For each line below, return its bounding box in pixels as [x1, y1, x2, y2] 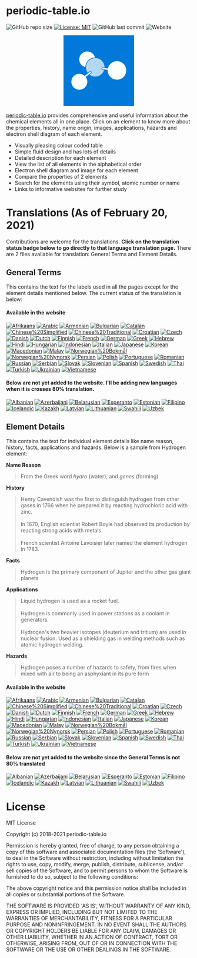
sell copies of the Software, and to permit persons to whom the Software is [6, 867, 188, 874]
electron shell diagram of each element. [6, 130, 103, 138]
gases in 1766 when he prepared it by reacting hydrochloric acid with [20, 501, 188, 509]
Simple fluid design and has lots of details [14, 148, 116, 155]
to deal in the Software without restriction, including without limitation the [6, 855, 183, 862]
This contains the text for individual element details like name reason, [6, 437, 174, 444]
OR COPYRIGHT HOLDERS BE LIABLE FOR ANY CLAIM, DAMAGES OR [6, 927, 176, 934]
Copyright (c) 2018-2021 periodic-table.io [6, 830, 107, 838]
